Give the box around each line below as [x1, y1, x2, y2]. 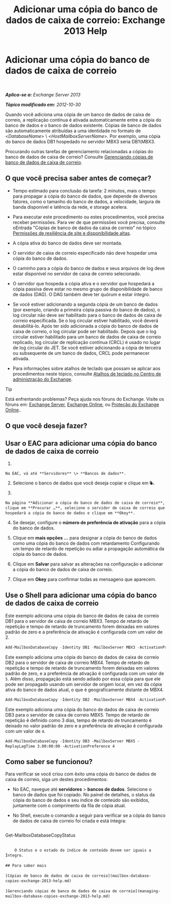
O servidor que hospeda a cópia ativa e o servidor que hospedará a [12, 280, 155, 286]
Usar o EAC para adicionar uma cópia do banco [5, 439, 157, 448]
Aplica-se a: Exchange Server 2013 [5, 91, 80, 97]
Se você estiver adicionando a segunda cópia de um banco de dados [12, 301, 158, 307]
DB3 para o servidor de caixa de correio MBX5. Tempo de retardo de [5, 712, 150, 718]
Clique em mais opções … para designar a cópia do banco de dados [12, 534, 157, 541]
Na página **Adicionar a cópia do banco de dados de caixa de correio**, [5, 500, 165, 505]
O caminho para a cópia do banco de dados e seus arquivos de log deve [12, 265, 165, 271]
